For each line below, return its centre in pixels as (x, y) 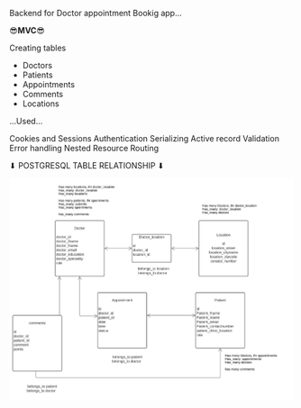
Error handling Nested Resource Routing (84, 148)
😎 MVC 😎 (27, 30)
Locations (41, 104)
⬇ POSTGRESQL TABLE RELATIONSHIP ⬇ (87, 165)
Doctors (37, 65)
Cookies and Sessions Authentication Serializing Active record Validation (144, 138)
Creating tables (38, 48)
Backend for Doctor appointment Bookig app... (96, 13)
